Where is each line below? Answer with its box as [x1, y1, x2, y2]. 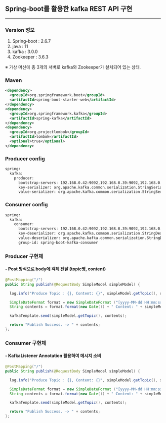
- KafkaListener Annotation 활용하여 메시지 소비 [5, 353, 101, 359]
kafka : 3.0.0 [12, 49, 38, 55]
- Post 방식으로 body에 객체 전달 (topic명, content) [5, 266, 106, 272]
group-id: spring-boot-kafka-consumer [18, 240, 98, 245]
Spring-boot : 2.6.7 [12, 38, 51, 44]
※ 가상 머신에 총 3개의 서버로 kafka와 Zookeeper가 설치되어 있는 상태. [5, 64, 141, 70]
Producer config [5, 155, 45, 162]
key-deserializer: [18, 231, 56, 236]
